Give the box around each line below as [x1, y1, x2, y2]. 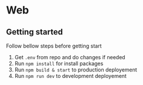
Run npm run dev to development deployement [14, 73, 127, 79]
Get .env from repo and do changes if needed [14, 54, 125, 60]
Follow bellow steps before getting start [6, 42, 102, 49]
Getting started [6, 27, 63, 37]
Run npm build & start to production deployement [14, 66, 137, 73]
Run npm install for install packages [14, 60, 104, 67]
